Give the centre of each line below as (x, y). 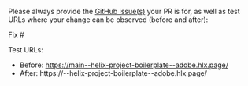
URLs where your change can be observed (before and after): (108, 20)
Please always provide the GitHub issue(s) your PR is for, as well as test (124, 11)
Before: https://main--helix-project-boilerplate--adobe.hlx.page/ (124, 65)
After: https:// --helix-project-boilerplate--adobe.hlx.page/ (113, 73)
